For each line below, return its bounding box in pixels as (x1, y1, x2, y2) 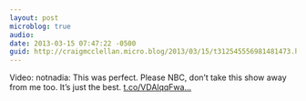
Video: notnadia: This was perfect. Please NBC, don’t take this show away (9, 72, 287, 83)
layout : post (9, 13, 59, 23)
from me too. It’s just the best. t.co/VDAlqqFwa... (9, 82, 192, 93)
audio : (9, 30, 35, 39)
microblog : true (9, 22, 71, 31)
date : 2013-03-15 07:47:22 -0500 (9, 38, 137, 48)
